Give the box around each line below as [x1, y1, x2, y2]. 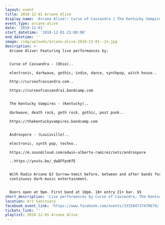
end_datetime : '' [5, 35, 41, 40]
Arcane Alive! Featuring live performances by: [9, 48, 109, 53]
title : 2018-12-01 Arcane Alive [5, 12, 71, 17]
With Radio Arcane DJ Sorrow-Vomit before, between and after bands [9, 172, 153, 177]
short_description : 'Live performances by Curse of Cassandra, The [5, 194, 146, 199]
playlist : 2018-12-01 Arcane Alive [5, 212, 78, 218]
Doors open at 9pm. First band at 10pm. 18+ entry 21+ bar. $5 [9, 190, 141, 195]
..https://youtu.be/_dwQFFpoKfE [9, 159, 76, 164]
